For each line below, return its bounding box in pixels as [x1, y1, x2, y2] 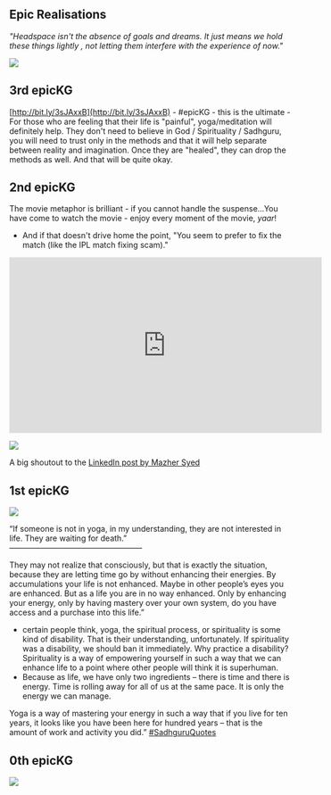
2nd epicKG [9, 180, 76, 195]
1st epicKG [9, 483, 70, 498]
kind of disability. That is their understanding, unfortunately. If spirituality [21, 634, 290, 645]
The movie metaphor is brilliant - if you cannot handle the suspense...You [9, 203, 278, 214]
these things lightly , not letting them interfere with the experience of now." [9, 40, 284, 51]
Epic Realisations [9, 7, 107, 22]
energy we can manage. [21, 691, 112, 701]
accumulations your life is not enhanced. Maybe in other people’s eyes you [9, 579, 284, 590]
